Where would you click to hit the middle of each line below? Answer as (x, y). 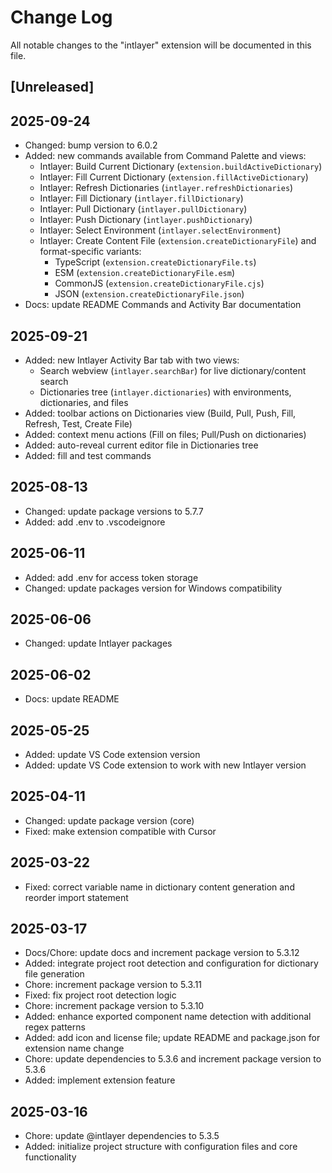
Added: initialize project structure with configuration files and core (161, 1147)
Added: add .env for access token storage (111, 577)
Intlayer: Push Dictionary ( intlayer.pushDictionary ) (146, 220)
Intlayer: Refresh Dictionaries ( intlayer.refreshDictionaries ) (166, 188)
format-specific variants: (90, 252)
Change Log (61, 17)
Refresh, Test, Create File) (78, 423)
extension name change (74, 1048)
